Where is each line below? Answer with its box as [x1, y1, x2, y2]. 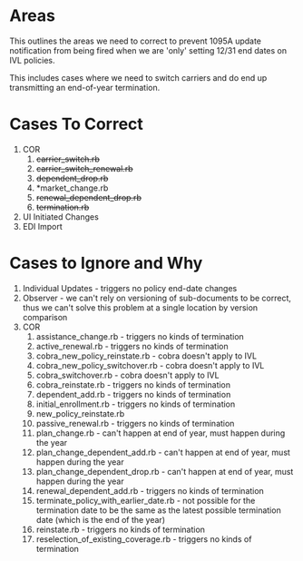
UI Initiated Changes [22, 211, 100, 222]
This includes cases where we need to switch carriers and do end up [9, 72, 268, 83]
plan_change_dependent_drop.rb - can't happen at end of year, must [35, 466, 294, 477]
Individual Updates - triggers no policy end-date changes [22, 282, 238, 293]
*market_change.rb [35, 182, 109, 193]
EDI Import [22, 221, 64, 231]
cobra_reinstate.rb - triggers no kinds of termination [35, 379, 231, 390]
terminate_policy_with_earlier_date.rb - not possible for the [35, 495, 256, 506]
